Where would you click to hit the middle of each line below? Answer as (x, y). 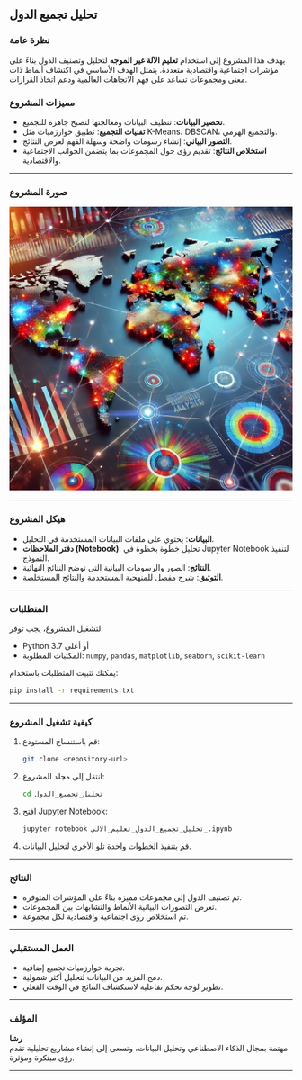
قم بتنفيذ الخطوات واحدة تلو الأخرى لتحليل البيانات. (107, 846)
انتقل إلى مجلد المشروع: (63, 776)
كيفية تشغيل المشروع (51, 722)
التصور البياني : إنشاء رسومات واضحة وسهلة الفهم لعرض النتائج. (127, 141)
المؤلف (23, 1019)
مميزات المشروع (42, 103)
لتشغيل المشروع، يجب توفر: (56, 628)
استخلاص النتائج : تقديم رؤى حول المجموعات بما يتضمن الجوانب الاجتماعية (144, 150)
